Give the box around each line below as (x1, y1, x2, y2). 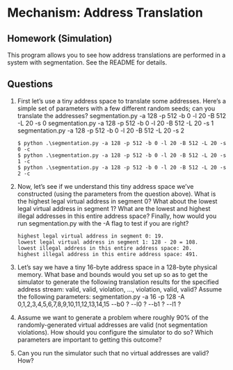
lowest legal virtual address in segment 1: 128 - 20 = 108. (17, 238, 199, 246)
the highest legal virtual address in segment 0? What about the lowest (17, 196, 218, 205)
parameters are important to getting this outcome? (17, 335, 162, 344)
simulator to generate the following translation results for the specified (17, 278, 219, 286)
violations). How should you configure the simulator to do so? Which (17, 328, 214, 336)
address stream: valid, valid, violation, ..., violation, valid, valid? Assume (17, 285, 223, 293)
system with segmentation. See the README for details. (7, 58, 168, 67)
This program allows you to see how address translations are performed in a (7, 51, 226, 59)
